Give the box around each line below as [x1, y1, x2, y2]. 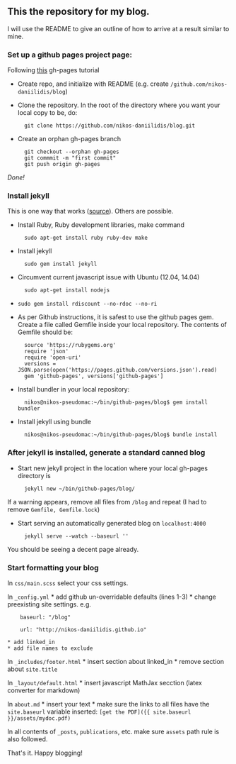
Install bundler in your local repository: [17, 385, 130, 394]
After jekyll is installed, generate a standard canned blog [7, 448, 206, 458]
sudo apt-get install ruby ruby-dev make [24, 234, 148, 242]
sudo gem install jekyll [24, 260, 98, 268]
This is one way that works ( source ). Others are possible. [7, 207, 174, 216]
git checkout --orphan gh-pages [24, 148, 119, 155]
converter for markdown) [7, 686, 81, 694]
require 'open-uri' [24, 354, 81, 361]
